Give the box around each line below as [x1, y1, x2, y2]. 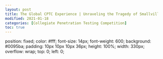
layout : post [5, 7, 32, 12]
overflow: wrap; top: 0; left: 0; [5, 49, 65, 55]
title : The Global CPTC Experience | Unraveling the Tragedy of [5, 12, 138, 16]
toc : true [5, 25, 25, 30]
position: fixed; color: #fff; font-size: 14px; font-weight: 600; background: [5, 38, 151, 44]
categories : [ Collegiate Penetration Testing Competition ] [5, 20, 127, 26]
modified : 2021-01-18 [5, 16, 49, 21]
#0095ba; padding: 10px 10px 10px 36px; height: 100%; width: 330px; [5, 44, 145, 49]
